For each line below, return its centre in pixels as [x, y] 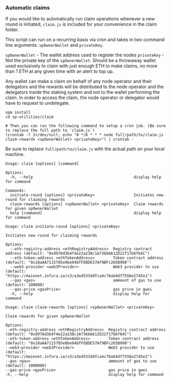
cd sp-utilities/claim [29, 117]
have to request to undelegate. [38, 103]
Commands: [16, 191]
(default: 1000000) [26, 366]
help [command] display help [85, 213]
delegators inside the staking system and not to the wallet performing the [83, 92]
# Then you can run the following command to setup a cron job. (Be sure [86, 126]
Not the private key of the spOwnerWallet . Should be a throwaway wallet [81, 61]
